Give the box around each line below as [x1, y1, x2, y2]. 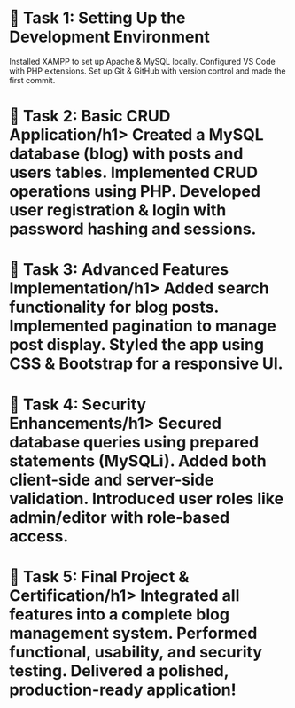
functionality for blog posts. [9, 297, 219, 317]
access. [9, 526, 69, 546]
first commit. [9, 74, 56, 85]
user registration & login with [9, 200, 227, 221]
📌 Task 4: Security [9, 394, 147, 415]
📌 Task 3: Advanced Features [9, 260, 229, 280]
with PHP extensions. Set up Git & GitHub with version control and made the [9, 66, 286, 76]
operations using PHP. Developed [9, 182, 261, 202]
